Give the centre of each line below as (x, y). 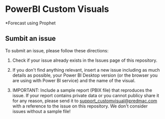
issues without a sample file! (41, 111)
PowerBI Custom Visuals (57, 9)
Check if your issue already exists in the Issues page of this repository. (85, 60)
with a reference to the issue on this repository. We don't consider (80, 106)
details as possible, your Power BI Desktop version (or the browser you (85, 75)
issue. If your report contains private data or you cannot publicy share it (86, 95)
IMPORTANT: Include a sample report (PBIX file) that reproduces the (82, 90)
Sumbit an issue (31, 39)
